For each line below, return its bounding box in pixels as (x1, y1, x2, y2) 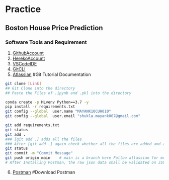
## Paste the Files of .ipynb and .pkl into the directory (5, 91, 132, 96)
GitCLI (12, 66, 26, 72)
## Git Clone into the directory (5, 85, 75, 91)
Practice (5, 4, 41, 15)
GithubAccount (12, 50, 44, 56)
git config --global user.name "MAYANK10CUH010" (5, 109, 112, 114)
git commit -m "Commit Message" (5, 151, 73, 156)
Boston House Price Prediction (5, 24, 103, 32)
